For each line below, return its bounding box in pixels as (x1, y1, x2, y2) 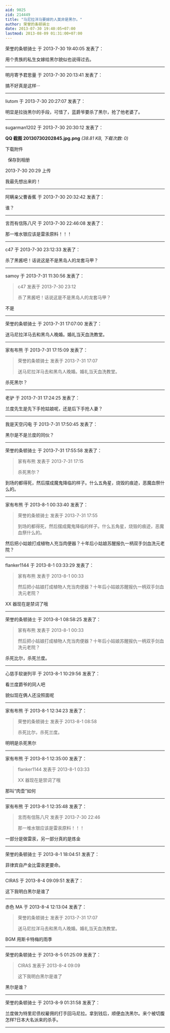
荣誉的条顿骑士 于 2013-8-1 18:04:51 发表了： (5, 851, 100, 857)
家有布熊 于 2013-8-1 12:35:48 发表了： (5, 803, 87, 809)
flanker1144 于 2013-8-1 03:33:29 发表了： (5, 562, 94, 568)
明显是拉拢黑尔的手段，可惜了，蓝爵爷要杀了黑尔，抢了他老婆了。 (5, 109, 143, 115)
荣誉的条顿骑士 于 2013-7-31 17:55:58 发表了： (5, 447, 102, 453)
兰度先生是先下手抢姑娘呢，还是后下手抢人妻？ (5, 406, 103, 411)
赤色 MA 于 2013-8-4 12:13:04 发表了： (5, 904, 87, 910)
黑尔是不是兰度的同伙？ (5, 432, 54, 438)
